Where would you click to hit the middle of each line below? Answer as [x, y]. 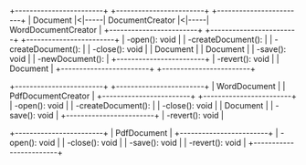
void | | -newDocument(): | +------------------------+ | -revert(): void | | [145, 59]
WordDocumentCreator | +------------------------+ [106, 30]
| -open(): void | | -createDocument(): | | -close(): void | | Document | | [142, 105]
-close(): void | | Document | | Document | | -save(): [190, 49]
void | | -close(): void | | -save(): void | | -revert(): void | [142, 143]
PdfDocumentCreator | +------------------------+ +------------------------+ [153, 96]
